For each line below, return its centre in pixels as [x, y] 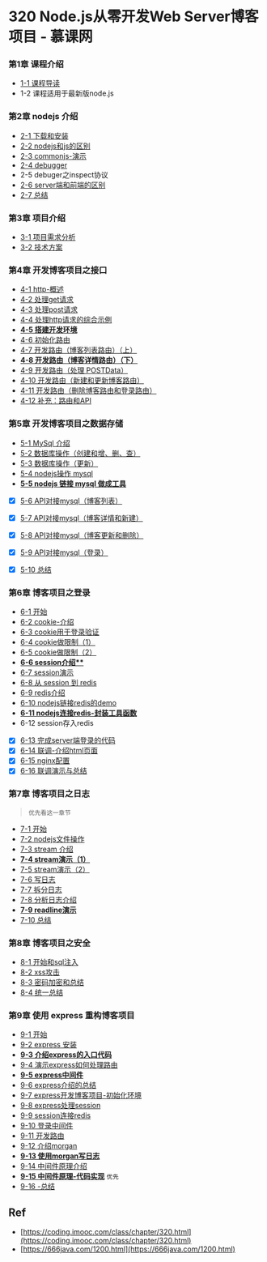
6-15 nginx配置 [45, 761]
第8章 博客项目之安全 [49, 943]
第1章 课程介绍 [36, 64]
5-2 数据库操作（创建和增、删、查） [80, 453]
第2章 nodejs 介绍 [43, 117]
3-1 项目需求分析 [48, 237]
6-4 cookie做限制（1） [57, 642]
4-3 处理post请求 [49, 309]
